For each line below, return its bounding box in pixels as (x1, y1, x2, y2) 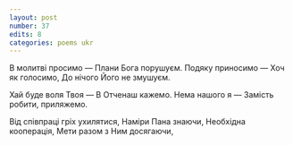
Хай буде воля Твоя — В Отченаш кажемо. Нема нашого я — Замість (9, 90, 274, 100)
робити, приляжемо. (9, 99, 88, 110)
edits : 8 (9, 30, 42, 38)
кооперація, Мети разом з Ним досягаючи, (9, 126, 174, 137)
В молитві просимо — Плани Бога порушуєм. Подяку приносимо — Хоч (9, 63, 285, 73)
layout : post (9, 13, 58, 22)
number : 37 (9, 21, 50, 30)
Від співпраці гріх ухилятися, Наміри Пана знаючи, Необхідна (9, 116, 246, 127)
